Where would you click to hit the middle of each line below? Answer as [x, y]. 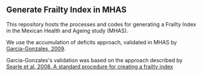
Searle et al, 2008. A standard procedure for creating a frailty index [90, 66]
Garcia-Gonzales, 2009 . [36, 48]
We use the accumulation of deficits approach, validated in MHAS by [92, 42]
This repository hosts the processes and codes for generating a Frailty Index [101, 24]
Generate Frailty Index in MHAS [66, 10]
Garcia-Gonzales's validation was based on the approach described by [94, 60]
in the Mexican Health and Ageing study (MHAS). [67, 31]
